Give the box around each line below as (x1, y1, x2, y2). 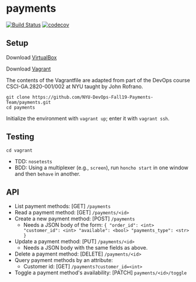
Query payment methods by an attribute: (14, 257, 113, 264)
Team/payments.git (6, 99, 51, 105)
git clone (6, 94, 31, 100)
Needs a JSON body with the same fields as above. (23, 244, 148, 251)
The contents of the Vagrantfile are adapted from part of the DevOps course (6, 76, 191, 83)
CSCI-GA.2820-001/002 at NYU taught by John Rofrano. (6, 83, 144, 90)
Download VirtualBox (6, 53, 57, 61)
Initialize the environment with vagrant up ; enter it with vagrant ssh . (6, 115, 170, 122)
